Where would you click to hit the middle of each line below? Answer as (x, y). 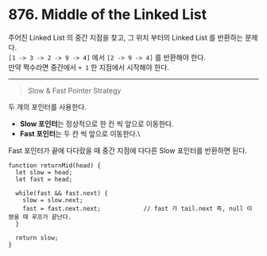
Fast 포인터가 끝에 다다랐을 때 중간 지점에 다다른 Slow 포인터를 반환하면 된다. (128, 150)
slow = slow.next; (53, 200)
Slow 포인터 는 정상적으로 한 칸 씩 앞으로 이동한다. (97, 124)
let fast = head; (44, 179)
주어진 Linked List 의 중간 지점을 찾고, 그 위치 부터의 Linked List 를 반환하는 (126, 37)
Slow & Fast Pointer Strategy (74, 90)
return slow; (37, 238)
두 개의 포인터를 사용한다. (48, 107)
